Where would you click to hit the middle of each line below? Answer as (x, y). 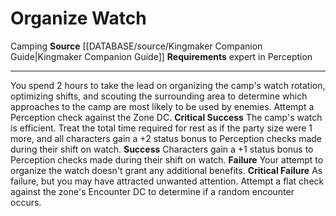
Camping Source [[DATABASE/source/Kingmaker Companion (136, 46)
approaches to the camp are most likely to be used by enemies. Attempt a (162, 106)
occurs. (26, 202)
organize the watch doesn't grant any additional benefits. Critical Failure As (166, 170)
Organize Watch (78, 18)
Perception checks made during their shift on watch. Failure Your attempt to (167, 159)
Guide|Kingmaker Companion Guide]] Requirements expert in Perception (161, 56)
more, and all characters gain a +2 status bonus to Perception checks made (166, 138)
